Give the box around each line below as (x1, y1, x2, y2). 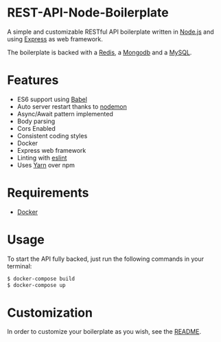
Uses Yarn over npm (16, 160, 75, 169)
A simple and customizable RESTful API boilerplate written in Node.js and (7, 28, 214, 36)
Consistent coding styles (16, 131, 88, 140)
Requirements (7, 185, 89, 201)
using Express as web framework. (7, 34, 103, 43)
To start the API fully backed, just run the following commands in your (7, 255, 205, 263)
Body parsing (16, 117, 56, 125)
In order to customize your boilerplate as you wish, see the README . (7, 328, 201, 336)
